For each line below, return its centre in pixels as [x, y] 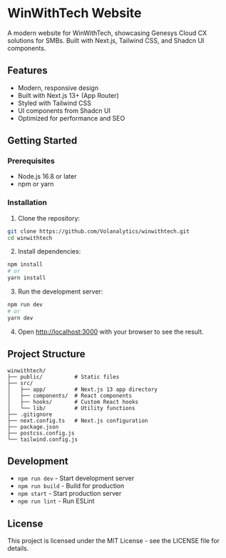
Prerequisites [31, 161]
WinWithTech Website [75, 13]
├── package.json [33, 427]
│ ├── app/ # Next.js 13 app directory [83, 389]
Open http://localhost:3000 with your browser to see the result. [111, 332]
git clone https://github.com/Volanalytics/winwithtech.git [99, 231]
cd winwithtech [30, 238]
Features [27, 70]
